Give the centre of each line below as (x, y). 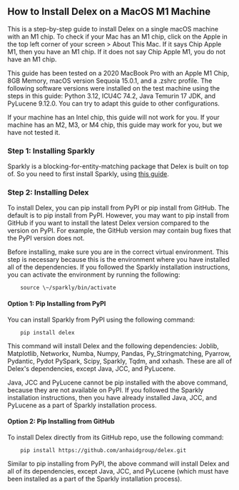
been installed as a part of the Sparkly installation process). (95, 479)
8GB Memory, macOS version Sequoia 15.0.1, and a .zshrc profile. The (110, 81)
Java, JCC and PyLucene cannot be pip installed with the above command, (118, 382)
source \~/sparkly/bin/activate (68, 288)
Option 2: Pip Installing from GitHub (61, 422)
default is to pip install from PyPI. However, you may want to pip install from (118, 215)
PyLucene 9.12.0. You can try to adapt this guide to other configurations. (113, 103)
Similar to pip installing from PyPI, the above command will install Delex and (118, 464)
